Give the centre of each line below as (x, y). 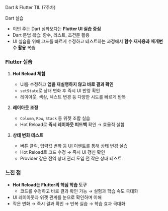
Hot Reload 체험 (29, 74)
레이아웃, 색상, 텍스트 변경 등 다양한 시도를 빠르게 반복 (73, 97)
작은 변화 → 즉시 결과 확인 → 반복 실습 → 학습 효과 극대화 (69, 203)
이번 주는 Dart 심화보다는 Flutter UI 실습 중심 (57, 29)
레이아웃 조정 (25, 108)
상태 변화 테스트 (28, 135)
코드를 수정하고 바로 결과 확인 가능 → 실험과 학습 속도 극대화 (79, 191)
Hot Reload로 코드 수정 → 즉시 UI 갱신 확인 (63, 152)
